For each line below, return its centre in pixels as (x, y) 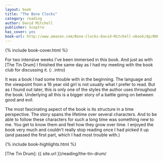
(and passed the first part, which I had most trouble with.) (63, 135)
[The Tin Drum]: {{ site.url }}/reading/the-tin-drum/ (56, 153)
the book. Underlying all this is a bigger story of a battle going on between (79, 94)
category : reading (24, 18)
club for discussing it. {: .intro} (35, 70)
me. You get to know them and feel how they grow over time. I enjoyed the (79, 124)
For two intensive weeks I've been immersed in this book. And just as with (79, 59)
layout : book (18, 9)
